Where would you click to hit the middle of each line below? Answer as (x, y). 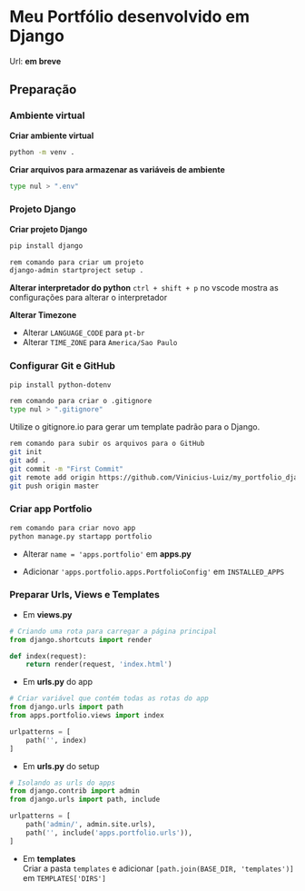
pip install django (46, 246)
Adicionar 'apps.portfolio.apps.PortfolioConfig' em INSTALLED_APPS (153, 571)
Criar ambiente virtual (52, 135)
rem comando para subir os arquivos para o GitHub (107, 444)
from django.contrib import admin (75, 791)
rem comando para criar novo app (73, 528)
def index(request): (49, 656)
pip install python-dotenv (60, 385)
